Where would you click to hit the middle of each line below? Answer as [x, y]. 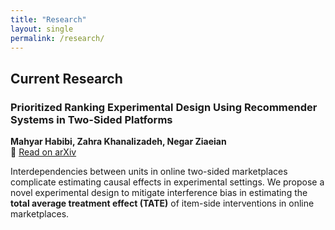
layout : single [42, 29]
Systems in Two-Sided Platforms [91, 119]
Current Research [66, 78]
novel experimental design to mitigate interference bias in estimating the [159, 193]
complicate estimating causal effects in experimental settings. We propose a [167, 182]
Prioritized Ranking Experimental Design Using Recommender [164, 107]
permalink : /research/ [57, 38]
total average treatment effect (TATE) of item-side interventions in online [162, 203]
